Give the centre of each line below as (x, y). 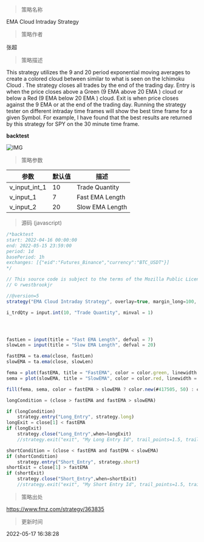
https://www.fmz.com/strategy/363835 (55, 509)
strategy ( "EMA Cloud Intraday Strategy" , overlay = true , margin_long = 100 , (102, 301)
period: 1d (20, 251)
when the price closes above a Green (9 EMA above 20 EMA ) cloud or (95, 92)
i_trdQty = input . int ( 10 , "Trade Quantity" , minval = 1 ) (80, 313)
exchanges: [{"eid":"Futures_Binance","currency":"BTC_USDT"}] (88, 263)
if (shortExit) (25, 473)
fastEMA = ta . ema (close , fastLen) (50, 356)
